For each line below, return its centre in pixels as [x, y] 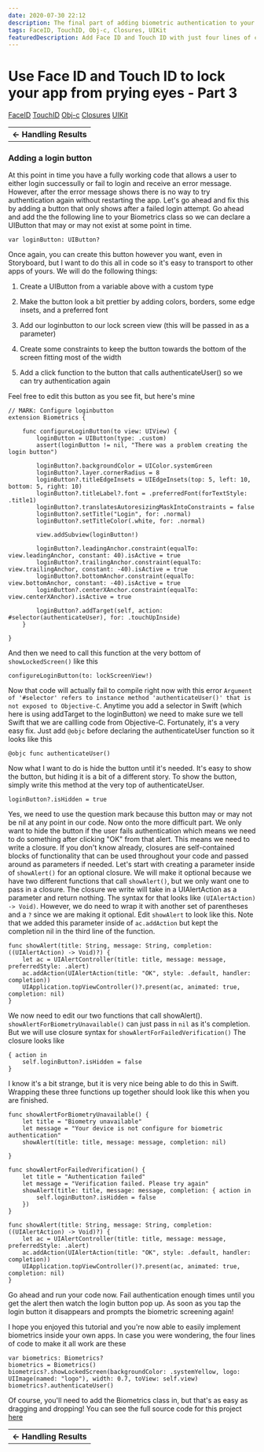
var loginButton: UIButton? [54, 240]
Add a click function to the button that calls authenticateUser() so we [131, 373]
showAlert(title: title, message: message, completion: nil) [124, 1143]
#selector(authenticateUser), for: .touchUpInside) [94, 618]
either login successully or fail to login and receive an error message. [120, 184]
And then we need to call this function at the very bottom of [104, 653]
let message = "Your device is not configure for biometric [123, 1129]
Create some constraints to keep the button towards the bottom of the [133, 349]
